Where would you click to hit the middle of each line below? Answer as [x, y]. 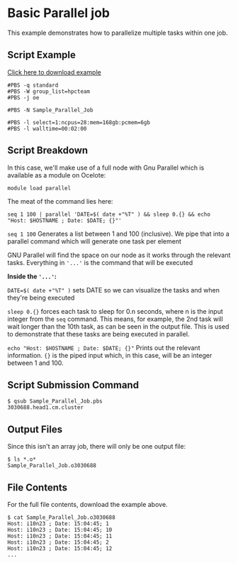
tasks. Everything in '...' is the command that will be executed [100, 262]
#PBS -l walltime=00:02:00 [47, 129]
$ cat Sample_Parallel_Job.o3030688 [61, 518]
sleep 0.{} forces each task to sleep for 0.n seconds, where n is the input [115, 311]
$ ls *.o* [22, 459]
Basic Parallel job [58, 13]
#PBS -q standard [33, 85]
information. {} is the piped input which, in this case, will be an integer [110, 355]
